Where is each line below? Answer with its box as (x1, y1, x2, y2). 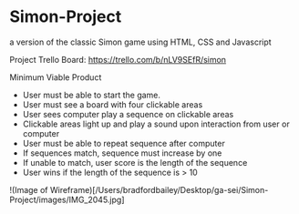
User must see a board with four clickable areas (22, 98, 203, 110)
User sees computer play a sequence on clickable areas (22, 108, 234, 119)
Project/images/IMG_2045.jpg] (9, 194, 125, 205)
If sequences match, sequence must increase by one (22, 148, 222, 158)
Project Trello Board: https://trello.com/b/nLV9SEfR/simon (9, 54, 226, 65)
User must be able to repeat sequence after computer (22, 138, 225, 148)
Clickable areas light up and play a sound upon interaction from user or (22, 118, 290, 129)
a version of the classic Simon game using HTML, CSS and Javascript (9, 36, 272, 47)
